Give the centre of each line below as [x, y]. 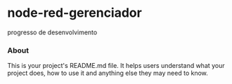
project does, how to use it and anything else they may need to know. [108, 73]
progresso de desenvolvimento [52, 32]
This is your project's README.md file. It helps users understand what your [116, 66]
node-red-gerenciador [75, 13]
